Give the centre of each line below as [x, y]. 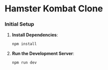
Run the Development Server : [43, 54]
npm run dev [24, 63]
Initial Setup [19, 24]
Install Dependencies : [35, 35]
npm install [24, 44]
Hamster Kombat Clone [54, 9]
